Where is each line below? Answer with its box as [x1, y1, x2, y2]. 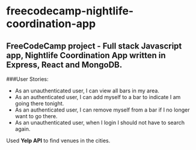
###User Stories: [6, 76, 49, 82]
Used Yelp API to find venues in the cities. [6, 137, 111, 144]
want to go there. [14, 113, 58, 119]
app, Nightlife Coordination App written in [6, 50, 166, 61]
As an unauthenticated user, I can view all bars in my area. [14, 87, 159, 94]
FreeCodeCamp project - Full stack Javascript [6, 41, 182, 51]
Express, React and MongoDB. [6, 59, 123, 70]
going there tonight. [14, 100, 64, 107]
